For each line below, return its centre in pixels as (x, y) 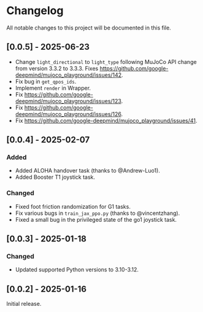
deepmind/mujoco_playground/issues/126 (68, 114)
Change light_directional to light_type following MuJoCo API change (106, 61)
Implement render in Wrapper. (53, 88)
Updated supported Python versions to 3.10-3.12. (77, 270)
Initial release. (24, 304)
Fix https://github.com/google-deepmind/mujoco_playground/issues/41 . (106, 120)
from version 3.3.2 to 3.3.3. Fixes (57, 68)
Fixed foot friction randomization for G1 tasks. (73, 206)
